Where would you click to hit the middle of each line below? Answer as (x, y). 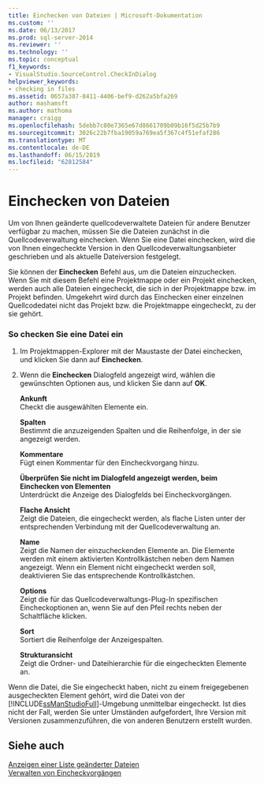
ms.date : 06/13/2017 (42, 30)
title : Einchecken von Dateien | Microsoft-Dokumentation (105, 15)
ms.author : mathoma (40, 111)
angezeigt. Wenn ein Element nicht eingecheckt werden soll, (117, 567)
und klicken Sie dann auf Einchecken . (81, 360)
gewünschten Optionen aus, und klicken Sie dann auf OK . (113, 383)
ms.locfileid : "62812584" (50, 163)
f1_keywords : (30, 67)
